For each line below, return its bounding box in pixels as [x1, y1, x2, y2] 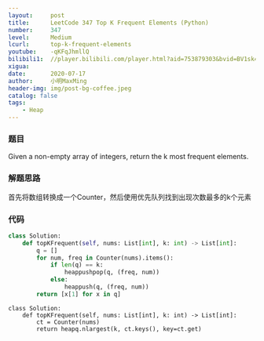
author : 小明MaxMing [8, 77, 87, 85]
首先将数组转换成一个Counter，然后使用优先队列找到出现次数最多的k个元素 [8, 192, 251, 201]
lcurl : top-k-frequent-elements [8, 41, 132, 49]
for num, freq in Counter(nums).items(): [36, 254, 174, 262]
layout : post [8, 11, 65, 20]
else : [49, 276, 68, 284]
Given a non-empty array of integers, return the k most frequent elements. [8, 152, 249, 161]
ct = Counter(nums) [36, 318, 101, 326]
